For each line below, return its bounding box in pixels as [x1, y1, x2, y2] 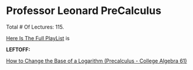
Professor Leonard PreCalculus [6, 4, 161, 17]
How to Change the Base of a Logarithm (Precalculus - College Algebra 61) [6, 57, 187, 64]
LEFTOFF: [6, 45, 31, 53]
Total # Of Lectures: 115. [6, 23, 65, 30]
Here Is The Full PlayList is [6, 34, 70, 41]
